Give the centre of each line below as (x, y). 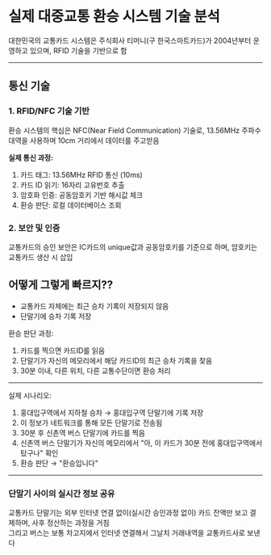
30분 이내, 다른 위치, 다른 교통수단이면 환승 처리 (95, 370)
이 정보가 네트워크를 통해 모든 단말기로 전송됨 (91, 423)
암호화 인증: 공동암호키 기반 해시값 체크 (81, 195)
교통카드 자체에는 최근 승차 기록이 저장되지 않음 (94, 306)
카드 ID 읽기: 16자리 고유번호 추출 (72, 185)
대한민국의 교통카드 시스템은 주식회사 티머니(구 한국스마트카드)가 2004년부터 (130, 40)
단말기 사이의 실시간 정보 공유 (62, 494)
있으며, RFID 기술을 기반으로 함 (78, 50)
